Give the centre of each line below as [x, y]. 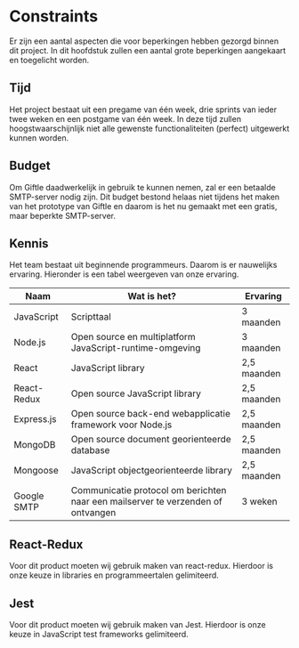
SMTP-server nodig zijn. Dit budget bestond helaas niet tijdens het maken [145, 197]
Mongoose [36, 471]
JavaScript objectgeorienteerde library [152, 471]
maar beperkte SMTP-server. [63, 215]
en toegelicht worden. [49, 60]
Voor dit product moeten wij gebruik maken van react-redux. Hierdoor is [141, 566]
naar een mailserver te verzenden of [146, 502]
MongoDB [35, 445]
